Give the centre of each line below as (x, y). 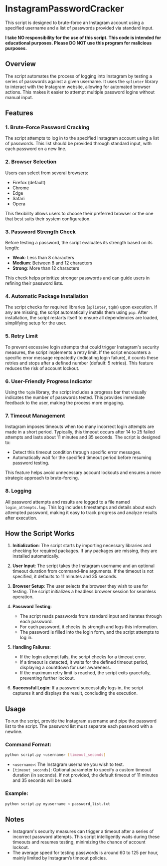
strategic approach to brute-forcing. (42, 478)
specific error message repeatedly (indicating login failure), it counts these (82, 357)
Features (19, 113)
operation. (23, 597)
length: (12, 248)
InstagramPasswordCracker (65, 9)
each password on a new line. (36, 149)
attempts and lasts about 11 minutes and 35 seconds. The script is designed (83, 437)
